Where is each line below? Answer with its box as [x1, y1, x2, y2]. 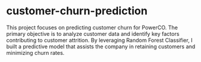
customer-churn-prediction [6, 4, 148, 18]
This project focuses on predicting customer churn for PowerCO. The [6, 24, 178, 31]
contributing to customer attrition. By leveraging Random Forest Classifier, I [6, 36, 193, 44]
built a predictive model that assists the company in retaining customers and [6, 43, 196, 50]
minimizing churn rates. [6, 49, 65, 56]
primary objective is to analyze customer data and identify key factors [6, 30, 179, 37]
